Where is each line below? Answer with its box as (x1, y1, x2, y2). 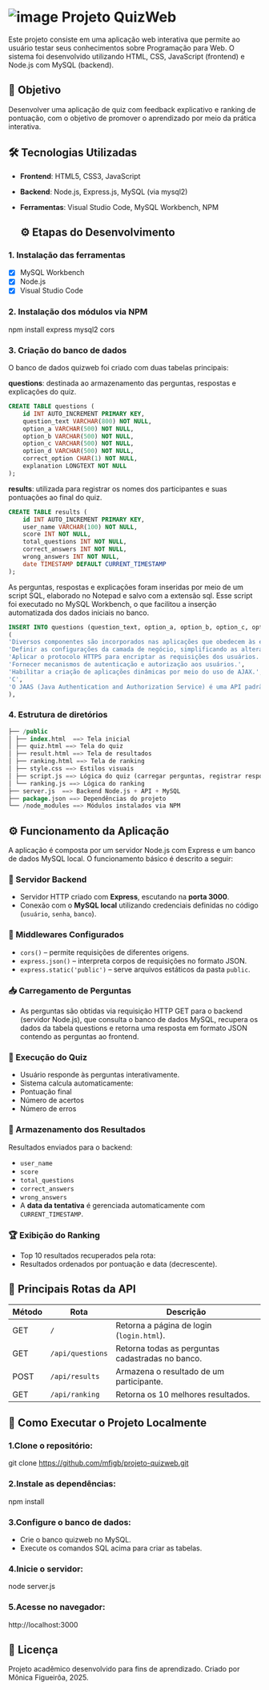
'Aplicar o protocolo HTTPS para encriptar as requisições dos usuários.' (8, 653, 263, 661)
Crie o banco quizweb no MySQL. (19, 1535, 132, 1545)
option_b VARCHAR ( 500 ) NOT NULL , (22, 432, 134, 440)
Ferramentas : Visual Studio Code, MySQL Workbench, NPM (19, 202, 219, 212)
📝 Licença (8, 1644, 58, 1656)
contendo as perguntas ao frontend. (19, 1032, 139, 1041)
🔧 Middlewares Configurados (8, 929, 124, 940)
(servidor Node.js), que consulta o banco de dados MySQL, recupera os (19, 1015, 259, 1025)
